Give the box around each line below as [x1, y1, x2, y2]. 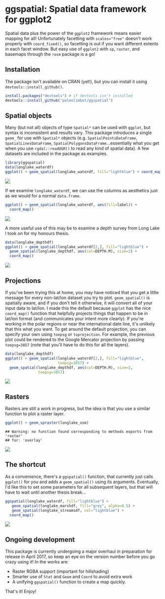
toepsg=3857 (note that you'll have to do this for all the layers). [5, 342, 130, 348]
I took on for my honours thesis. [5, 230, 70, 236]
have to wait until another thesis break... [5, 489, 86, 495]
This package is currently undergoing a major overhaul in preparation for [5, 548, 152, 555]
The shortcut [5, 461, 46, 469]
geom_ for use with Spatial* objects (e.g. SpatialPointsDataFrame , [5, 135, 137, 141]
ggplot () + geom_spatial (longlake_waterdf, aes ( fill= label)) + [5, 202, 137, 207]
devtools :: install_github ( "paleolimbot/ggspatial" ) [5, 98, 113, 103]
